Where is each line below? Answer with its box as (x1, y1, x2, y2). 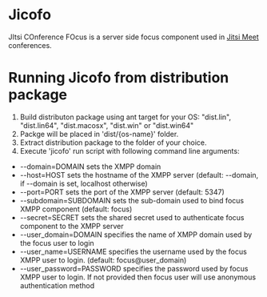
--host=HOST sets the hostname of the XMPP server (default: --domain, (19, 170, 259, 179)
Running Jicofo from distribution (8, 69, 229, 87)
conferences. (8, 40, 52, 50)
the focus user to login (19, 238, 94, 247)
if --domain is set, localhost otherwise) (19, 179, 148, 188)
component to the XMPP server (19, 221, 124, 231)
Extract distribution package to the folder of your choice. (19, 138, 207, 147)
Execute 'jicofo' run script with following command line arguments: (19, 146, 240, 155)
